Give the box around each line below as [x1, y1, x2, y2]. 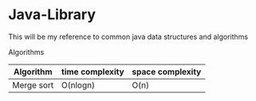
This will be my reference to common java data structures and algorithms [8, 32, 249, 41]
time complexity [61, 66, 125, 77]
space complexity [132, 66, 202, 77]
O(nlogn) [61, 80, 96, 91]
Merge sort [12, 80, 54, 91]
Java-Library [8, 6, 96, 24]
